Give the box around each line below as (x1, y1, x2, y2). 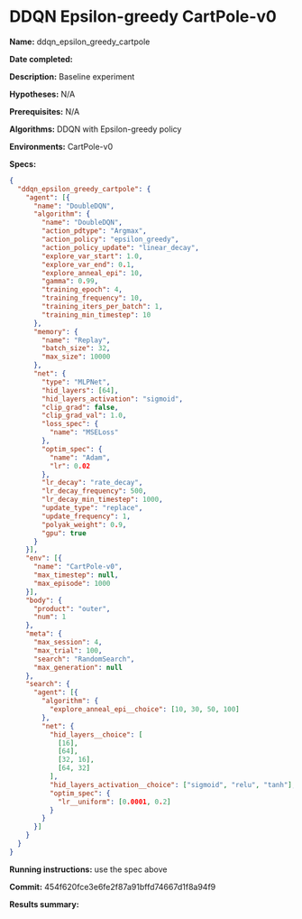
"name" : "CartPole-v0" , (32, 562, 124, 571)
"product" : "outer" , (32, 604, 111, 613)
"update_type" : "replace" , (41, 504, 143, 513)
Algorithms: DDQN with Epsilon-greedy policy (9, 124, 182, 135)
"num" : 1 (32, 612, 67, 622)
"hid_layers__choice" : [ (49, 729, 143, 739)
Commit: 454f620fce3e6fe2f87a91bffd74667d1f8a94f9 (9, 881, 216, 892)
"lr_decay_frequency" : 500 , (41, 487, 147, 496)
